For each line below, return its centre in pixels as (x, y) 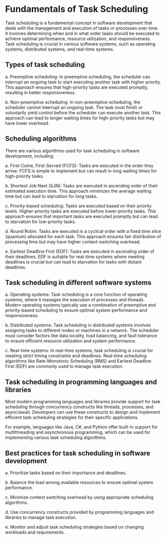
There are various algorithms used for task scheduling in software (72, 151)
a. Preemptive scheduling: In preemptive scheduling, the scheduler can (78, 77)
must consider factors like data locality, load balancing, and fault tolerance (81, 336)
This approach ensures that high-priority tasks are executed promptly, (77, 87)
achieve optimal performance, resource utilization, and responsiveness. (78, 39)
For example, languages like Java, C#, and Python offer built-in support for (82, 427)
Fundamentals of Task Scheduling (77, 9)
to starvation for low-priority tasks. (41, 221)
